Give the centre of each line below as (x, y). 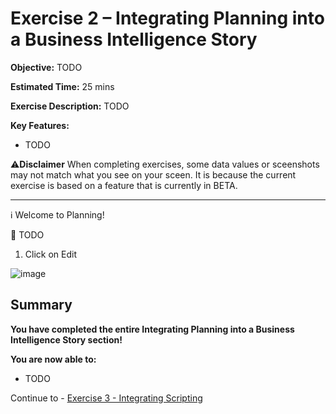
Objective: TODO (46, 67)
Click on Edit (50, 254)
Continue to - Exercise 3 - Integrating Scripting (106, 398)
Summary (41, 305)
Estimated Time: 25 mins (62, 86)
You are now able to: (53, 359)
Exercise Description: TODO (70, 106)
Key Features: (40, 125)
